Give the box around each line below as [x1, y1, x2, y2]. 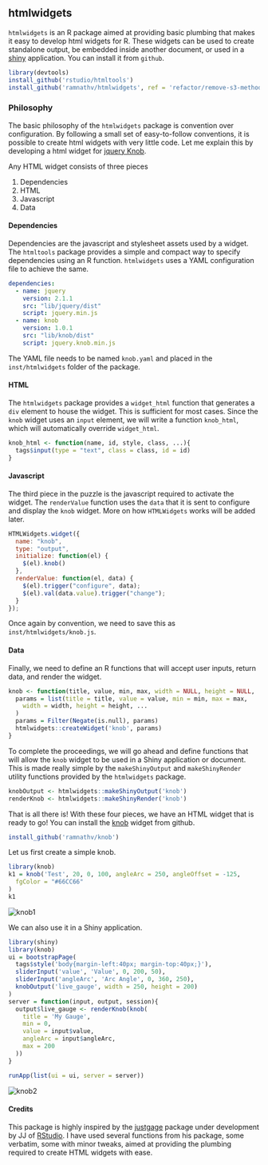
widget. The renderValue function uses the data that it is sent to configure [8, 497, 250, 507]
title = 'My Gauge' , [22, 1012, 91, 1020]
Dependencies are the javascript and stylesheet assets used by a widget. [8, 238, 249, 248]
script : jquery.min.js [22, 309, 98, 317]
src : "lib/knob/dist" [22, 332, 94, 340]
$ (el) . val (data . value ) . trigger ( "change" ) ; [22, 589, 166, 597]
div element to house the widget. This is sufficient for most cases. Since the [8, 407, 258, 417]
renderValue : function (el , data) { [15, 575, 134, 583]
